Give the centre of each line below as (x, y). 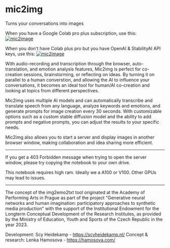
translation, (17, 69)
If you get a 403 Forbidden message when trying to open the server (76, 157)
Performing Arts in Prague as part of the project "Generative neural (75, 198)
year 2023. (17, 225)
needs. (12, 127)
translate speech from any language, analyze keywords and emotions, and (83, 105)
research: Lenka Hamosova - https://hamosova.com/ (60, 240)
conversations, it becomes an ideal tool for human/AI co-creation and (78, 85)
